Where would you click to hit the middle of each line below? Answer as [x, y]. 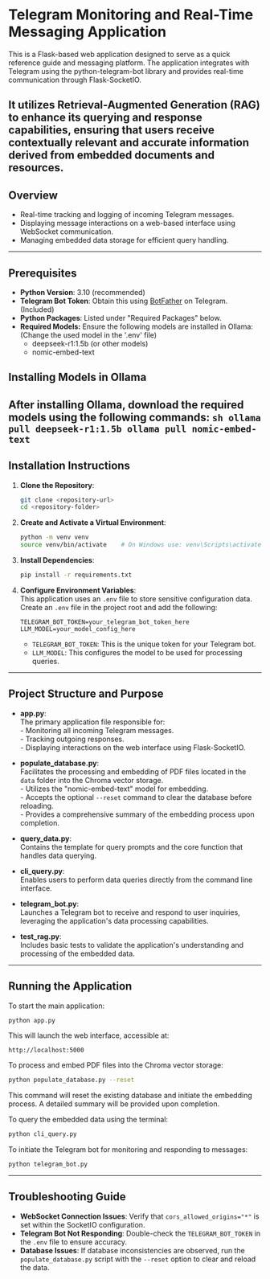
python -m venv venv [54, 537]
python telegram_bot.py [48, 1164]
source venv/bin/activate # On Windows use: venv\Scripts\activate [141, 545]
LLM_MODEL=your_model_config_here [78, 629]
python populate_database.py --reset [72, 1080]
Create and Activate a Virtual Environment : [93, 523]
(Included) [37, 309]
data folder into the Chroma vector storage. [92, 780]
